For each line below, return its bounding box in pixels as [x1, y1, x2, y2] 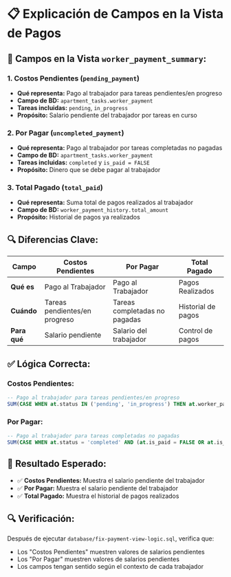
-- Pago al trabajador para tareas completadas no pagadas [7, 433, 180, 439]
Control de [178, 326, 213, 336]
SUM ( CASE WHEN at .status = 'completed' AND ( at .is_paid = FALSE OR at [7, 439, 214, 446]
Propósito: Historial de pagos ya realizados [16, 213, 141, 221]
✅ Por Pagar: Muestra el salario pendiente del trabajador [16, 483, 179, 492]
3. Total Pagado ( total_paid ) [7, 183, 103, 193]
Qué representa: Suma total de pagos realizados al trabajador [16, 198, 194, 207]
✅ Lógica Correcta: [7, 358, 91, 369]
